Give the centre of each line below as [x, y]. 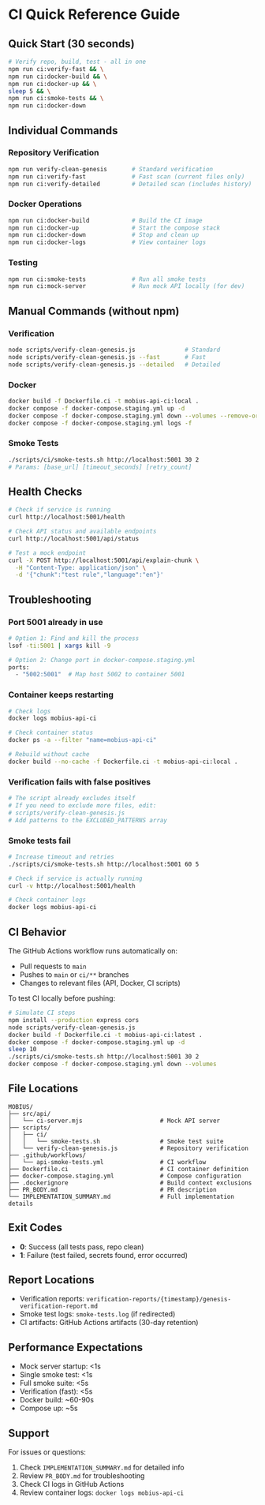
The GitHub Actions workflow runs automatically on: [93, 951]
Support [29, 1433]
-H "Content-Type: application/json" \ [81, 567]
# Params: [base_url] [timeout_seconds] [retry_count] [100, 467]
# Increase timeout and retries [61, 857]
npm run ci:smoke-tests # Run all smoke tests [107, 279]
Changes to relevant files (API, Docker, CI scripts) [100, 983]
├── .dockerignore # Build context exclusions [130, 1183]
